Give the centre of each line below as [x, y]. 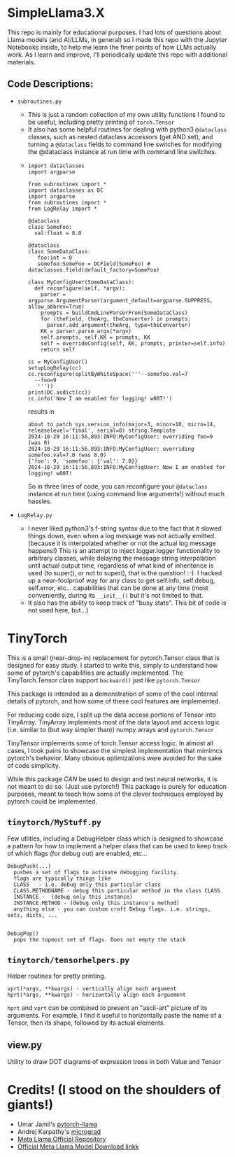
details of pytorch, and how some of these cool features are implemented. [114, 701]
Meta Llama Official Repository [62, 1140]
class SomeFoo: [50, 227]
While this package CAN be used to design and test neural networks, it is [112, 779]
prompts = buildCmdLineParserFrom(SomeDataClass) [114, 313]
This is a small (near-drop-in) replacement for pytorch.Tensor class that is [114, 658]
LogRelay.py [35, 515]
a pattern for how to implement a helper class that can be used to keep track [117, 846]
